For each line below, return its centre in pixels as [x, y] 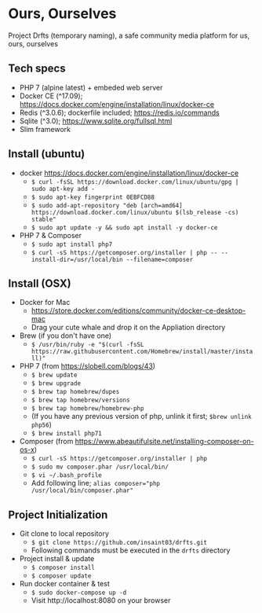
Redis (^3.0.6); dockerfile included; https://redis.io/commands [119, 112]
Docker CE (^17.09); [51, 96]
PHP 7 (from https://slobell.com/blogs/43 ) [87, 366]
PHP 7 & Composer [51, 235]
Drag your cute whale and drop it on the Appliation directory [128, 328]
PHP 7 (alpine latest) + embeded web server [91, 87]
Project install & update [57, 559]
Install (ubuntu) [47, 154]
